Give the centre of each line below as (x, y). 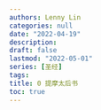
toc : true (27, 91)
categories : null (41, 26)
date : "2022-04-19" (45, 34)
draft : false (33, 51)
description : (33, 42)
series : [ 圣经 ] (36, 67)
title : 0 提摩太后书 (43, 83)
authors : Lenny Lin (45, 17)
